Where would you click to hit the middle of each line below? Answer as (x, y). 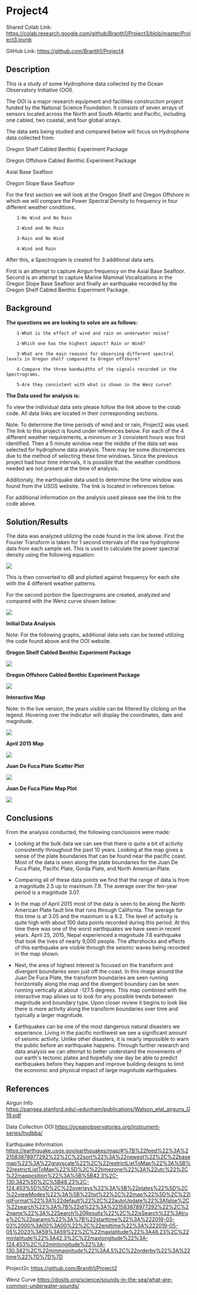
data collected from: (30, 138)
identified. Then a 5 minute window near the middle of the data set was (92, 443)
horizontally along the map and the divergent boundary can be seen (96, 984)
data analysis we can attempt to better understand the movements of (98, 1052)
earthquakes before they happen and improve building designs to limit (99, 1064)
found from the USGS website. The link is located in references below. (91, 486)
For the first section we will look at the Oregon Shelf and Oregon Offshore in (98, 195)
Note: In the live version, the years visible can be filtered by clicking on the (96, 709)
